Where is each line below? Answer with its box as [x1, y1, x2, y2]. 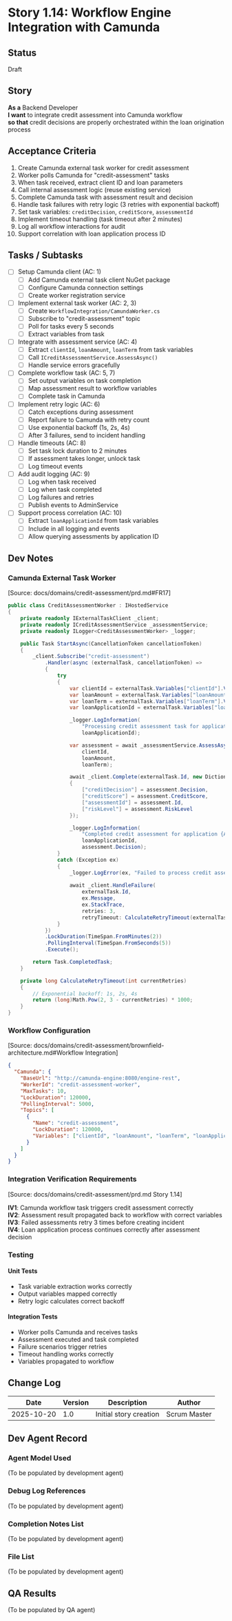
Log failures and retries [28, 493, 94, 502]
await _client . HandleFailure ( [69, 882, 156, 889]
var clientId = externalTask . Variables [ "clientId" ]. [69, 685, 224, 692]
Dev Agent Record [8, 1433, 88, 1445]
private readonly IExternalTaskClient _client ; [20, 615, 159, 622]
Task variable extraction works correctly [17, 1282, 133, 1290]
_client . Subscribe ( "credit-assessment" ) [32, 653, 150, 660]
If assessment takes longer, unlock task [28, 454, 140, 462]
